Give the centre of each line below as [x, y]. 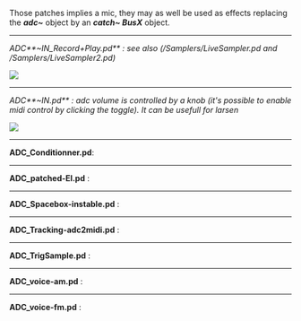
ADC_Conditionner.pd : [52, 152]
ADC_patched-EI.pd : [49, 178]
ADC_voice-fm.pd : [46, 307]
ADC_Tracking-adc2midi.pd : [64, 230]
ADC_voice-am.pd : [46, 281]
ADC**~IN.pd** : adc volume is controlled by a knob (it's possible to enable [150, 100]
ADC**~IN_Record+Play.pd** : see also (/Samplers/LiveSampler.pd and [143, 48]
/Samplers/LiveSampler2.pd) [63, 58]
